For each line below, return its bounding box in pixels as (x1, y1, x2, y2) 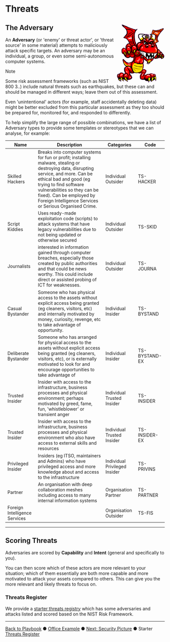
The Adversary (5, 23, 54, 32)
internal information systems (37, 497, 97, 504)
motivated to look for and (37, 361, 90, 367)
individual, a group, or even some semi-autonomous (5, 53, 114, 59)
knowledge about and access (37, 469, 100, 475)
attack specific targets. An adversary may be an (5, 48, 105, 53)
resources (37, 446, 59, 452)
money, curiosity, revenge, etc (37, 316, 101, 322)
